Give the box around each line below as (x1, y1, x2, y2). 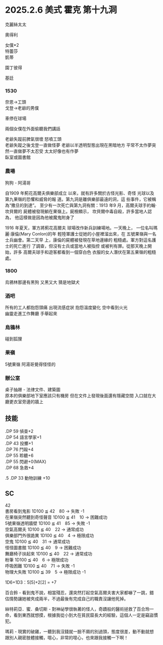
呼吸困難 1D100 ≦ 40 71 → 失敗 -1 (5, 563, 75, 569)
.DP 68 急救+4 (5, 465, 34, 470)
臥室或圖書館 (5, 154, 31, 161)
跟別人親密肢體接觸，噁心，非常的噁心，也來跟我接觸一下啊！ (5, 634, 129, 640)
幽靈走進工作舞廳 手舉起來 (5, 311, 57, 317)
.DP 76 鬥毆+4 (5, 446, 34, 452)
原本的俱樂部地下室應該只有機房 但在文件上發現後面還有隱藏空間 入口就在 (5, 393, 152, 399)
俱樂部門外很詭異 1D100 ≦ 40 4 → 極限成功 (5, 532, 94, 538)
